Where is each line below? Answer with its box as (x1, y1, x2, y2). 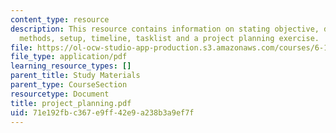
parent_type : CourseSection (10, 80, 128, 90)
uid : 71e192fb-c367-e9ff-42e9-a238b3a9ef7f (10, 107, 195, 118)
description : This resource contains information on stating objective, (10, 24, 320, 34)
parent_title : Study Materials (10, 71, 141, 81)
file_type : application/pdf (10, 52, 128, 62)
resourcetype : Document (10, 89, 110, 99)
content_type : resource (10, 14, 110, 25)
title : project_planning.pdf (10, 98, 132, 108)
